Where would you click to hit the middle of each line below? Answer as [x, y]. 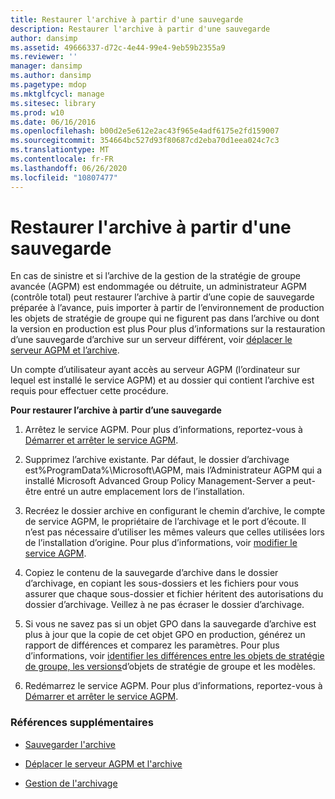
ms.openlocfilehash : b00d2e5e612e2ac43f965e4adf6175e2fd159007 [145, 131]
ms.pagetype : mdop [48, 85]
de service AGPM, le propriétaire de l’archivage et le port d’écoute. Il [165, 522]
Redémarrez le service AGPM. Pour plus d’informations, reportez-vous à [173, 686]
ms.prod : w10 [37, 112]
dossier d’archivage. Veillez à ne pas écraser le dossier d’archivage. [164, 605]
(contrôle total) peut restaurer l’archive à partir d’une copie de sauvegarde [162, 297]
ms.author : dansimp [51, 76]
